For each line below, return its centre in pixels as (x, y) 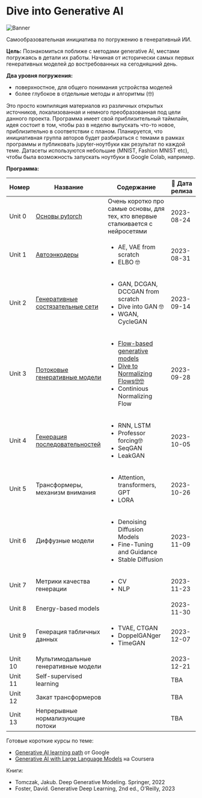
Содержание (136, 187)
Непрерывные (57, 711)
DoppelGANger (139, 635)
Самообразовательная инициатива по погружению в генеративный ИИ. (99, 39)
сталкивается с (130, 223)
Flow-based (136, 343)
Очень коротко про (136, 201)
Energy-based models (68, 608)
